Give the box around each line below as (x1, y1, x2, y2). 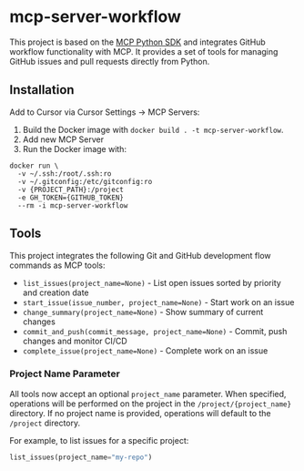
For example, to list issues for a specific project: (9, 435, 189, 445)
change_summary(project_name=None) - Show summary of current (22, 306, 264, 317)
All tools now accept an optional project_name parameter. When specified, (9, 388, 287, 399)
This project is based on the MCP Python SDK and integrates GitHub (9, 36, 266, 47)
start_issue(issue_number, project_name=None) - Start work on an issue (22, 296, 295, 307)
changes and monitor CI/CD (22, 335, 127, 346)
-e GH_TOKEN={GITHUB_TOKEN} (17, 193, 125, 202)
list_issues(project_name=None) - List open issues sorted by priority (22, 277, 282, 288)
